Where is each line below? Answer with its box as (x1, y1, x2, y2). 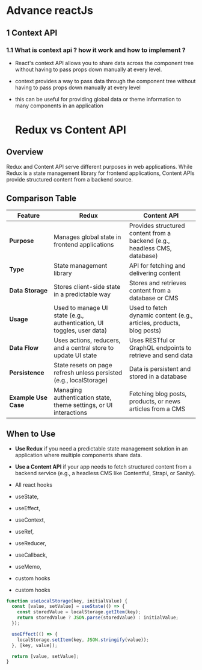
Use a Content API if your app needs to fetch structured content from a (14, 463, 192, 470)
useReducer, (14, 539, 47, 546)
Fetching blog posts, (129, 390, 187, 398)
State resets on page (54, 361, 112, 369)
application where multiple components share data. (14, 451, 142, 458)
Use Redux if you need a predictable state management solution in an (14, 444, 188, 452)
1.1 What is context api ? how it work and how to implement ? (6, 46, 186, 54)
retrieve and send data (129, 351, 193, 359)
